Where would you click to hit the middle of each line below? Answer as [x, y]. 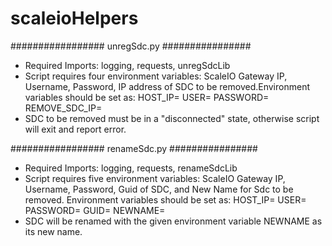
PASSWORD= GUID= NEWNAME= [95, 210]
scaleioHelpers [74, 18]
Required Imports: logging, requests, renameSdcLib [131, 168]
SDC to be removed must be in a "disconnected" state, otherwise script [172, 118]
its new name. [53, 231]
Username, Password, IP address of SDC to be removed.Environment [167, 86]
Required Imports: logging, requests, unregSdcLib [127, 65]
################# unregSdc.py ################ [131, 46]
